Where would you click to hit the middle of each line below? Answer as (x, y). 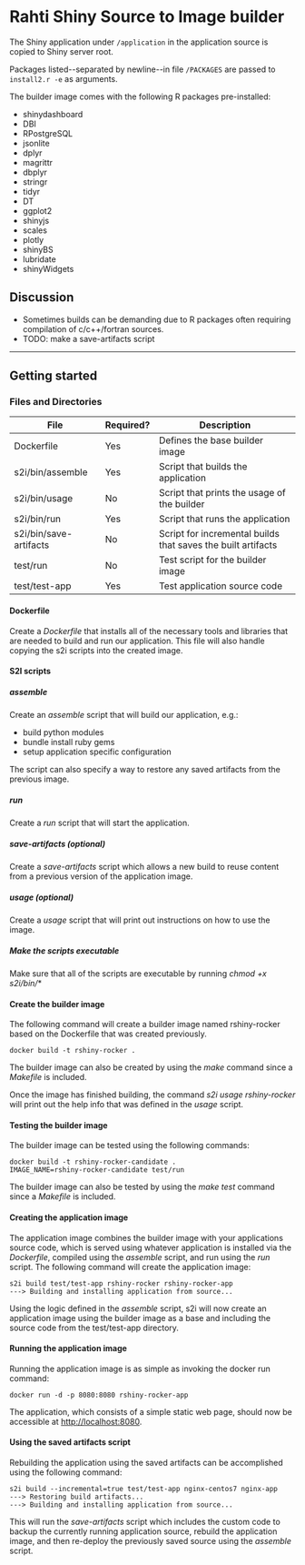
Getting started (54, 376)
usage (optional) (42, 897)
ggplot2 (37, 210)
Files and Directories (56, 402)
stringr (35, 182)
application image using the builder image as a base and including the (140, 1318)
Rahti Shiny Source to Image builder (147, 17)
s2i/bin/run (38, 519)
